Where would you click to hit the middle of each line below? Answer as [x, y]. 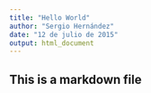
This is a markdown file [75, 79]
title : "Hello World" [50, 18]
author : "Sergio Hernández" [62, 26]
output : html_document [52, 43]
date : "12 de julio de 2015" [64, 34]
